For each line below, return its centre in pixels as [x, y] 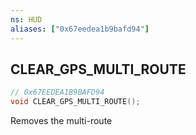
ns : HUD [26, 19]
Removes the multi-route [61, 121]
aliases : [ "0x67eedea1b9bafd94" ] [80, 29]
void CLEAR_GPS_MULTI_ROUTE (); [75, 102]
